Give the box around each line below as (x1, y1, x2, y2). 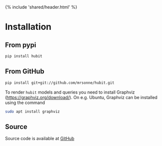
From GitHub (5, 67, 45, 75)
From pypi (5, 41, 37, 49)
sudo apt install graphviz (5, 109, 60, 114)
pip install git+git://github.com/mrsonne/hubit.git (5, 80, 115, 85)
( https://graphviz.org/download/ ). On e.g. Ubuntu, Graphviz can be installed (5, 94, 158, 100)
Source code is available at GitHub (5, 136, 75, 142)
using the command (5, 99, 45, 105)
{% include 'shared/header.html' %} (5, 4, 78, 10)
